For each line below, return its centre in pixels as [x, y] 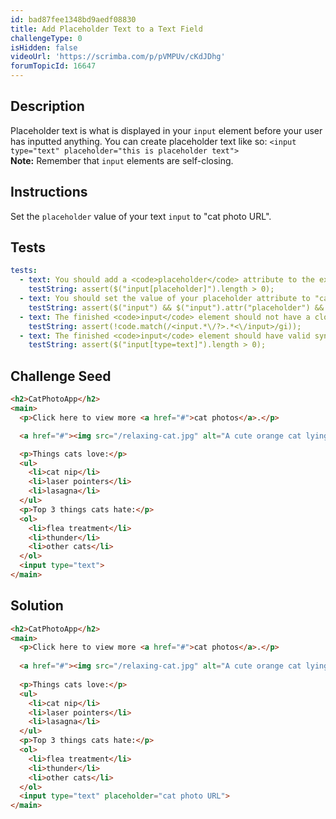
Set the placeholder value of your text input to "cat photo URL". [141, 216]
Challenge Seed [61, 376]
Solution [37, 606]
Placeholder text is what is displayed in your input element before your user [166, 130]
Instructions [49, 192]
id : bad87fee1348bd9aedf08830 [73, 19]
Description [47, 106]
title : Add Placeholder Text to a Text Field [106, 29]
